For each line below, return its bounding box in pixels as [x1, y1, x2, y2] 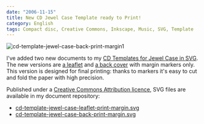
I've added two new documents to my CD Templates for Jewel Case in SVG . [6, 54, 198, 62]
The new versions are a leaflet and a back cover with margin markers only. [6, 61, 195, 68]
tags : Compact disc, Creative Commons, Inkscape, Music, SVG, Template [6, 26, 194, 32]
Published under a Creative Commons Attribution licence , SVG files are [6, 86, 186, 93]
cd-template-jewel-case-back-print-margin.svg [15, 111, 136, 118]
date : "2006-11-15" [6, 9, 57, 15]
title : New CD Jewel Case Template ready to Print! [6, 15, 141, 21]
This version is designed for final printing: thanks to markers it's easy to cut [6, 68, 198, 75]
